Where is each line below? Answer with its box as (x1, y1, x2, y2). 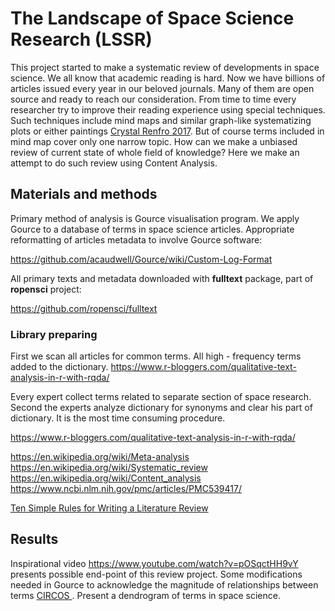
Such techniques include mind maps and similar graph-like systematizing (10, 114, 312, 126)
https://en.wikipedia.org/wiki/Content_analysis (10, 472, 202, 484)
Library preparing (10, 327, 98, 341)
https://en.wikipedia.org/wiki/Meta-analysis (10, 451, 190, 463)
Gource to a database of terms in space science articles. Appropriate (10, 223, 295, 235)
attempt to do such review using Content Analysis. (10, 157, 218, 169)
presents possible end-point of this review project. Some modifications (10, 568, 303, 580)
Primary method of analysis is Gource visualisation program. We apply (10, 212, 300, 224)
